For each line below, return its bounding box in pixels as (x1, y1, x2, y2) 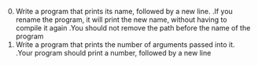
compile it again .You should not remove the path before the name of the (15, 23, 251, 32)
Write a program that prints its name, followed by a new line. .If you (15, 7, 234, 16)
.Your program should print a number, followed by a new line (15, 49, 212, 57)
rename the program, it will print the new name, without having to (15, 15, 227, 24)
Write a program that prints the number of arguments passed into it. (15, 40, 235, 49)
